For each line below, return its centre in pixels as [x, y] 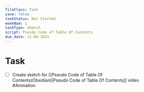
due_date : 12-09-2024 [27, 37]
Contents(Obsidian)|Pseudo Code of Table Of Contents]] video [75, 80]
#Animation [24, 85]
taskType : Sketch [23, 28]
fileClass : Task [22, 10]
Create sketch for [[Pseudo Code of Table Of [57, 74]
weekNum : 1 [16, 23]
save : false [17, 14]
